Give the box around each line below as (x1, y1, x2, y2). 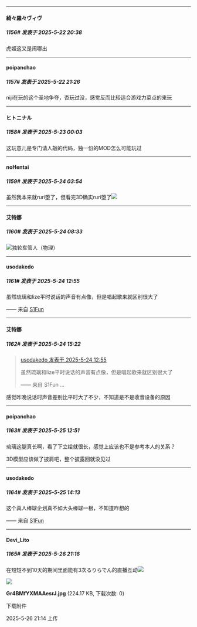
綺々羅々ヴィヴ (6, 14, 42, 21)
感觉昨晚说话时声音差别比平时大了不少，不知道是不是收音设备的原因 (6, 393, 171, 400)
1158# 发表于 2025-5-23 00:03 (6, 128, 83, 135)
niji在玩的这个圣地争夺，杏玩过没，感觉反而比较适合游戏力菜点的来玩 (6, 94, 172, 101)
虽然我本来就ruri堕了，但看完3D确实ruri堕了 (6, 194, 112, 201)
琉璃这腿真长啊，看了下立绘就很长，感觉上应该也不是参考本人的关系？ (6, 443, 176, 450)
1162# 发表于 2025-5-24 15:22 (6, 340, 81, 347)
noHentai (6, 163, 29, 171)
